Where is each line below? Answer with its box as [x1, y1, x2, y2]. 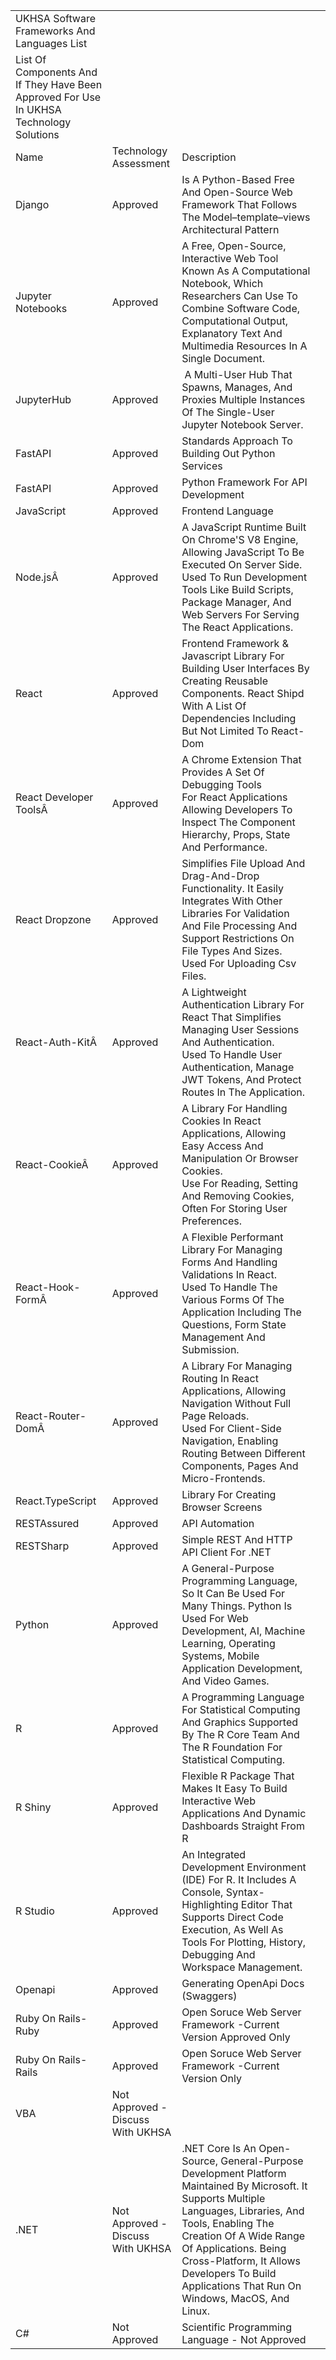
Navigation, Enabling [181, 1434, 279, 1448]
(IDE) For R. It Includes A [181, 1873, 297, 1886]
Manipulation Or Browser [181, 1152, 299, 1165]
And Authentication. [181, 1035, 275, 1049]
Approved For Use [15, 90, 102, 104]
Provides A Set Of [181, 765, 265, 779]
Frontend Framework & [181, 637, 289, 650]
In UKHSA [15, 103, 62, 116]
